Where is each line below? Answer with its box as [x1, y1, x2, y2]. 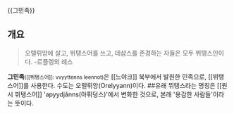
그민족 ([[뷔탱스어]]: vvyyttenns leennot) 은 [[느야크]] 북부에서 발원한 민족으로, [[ [7, 72, 214, 81]
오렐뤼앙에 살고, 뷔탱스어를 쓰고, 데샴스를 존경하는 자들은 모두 [24, 49, 195, 57]
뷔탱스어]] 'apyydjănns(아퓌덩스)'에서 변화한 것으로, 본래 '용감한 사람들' [14, 90, 214, 99]
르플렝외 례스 [37, 57, 73, 65]
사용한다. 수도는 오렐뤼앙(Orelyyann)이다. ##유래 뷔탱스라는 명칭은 [30, 81, 216, 89]
